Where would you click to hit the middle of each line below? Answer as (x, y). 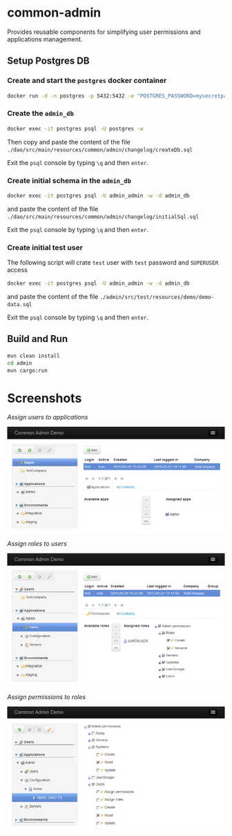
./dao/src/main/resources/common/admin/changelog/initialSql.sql (103, 217)
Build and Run (37, 339)
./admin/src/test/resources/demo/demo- (157, 297)
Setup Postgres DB (48, 61)
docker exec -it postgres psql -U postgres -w (75, 129)
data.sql (20, 305)
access (17, 270)
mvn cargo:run (28, 370)
